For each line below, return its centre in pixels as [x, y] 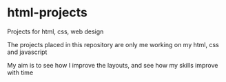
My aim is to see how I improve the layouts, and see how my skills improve [113, 65]
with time [20, 72]
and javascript [27, 52]
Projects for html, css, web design [55, 31]
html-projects [47, 13]
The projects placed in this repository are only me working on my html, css [113, 44]
